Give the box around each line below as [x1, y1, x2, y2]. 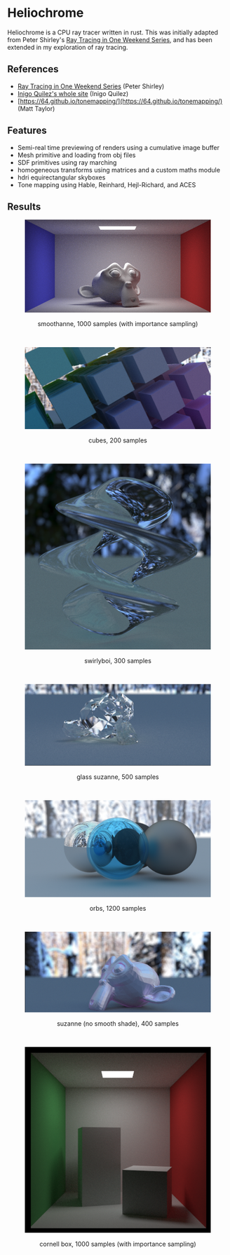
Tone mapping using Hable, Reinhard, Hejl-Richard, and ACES [17, 180, 196, 189]
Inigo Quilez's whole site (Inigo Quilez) [17, 89, 129, 97]
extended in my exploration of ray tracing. [7, 43, 128, 51]
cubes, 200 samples [88, 436, 147, 445]
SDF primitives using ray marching [17, 158, 117, 166]
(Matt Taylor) [17, 104, 55, 113]
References [7, 63, 59, 75]
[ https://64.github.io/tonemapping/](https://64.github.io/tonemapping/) [17, 97, 223, 105]
